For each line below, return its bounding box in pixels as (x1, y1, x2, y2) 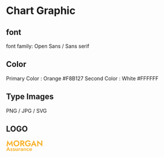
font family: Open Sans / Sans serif (6, 42, 90, 49)
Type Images (6, 92, 54, 102)
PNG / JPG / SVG (6, 107, 47, 114)
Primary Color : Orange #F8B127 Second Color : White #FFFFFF (6, 74, 159, 82)
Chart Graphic (6, 4, 76, 17)
